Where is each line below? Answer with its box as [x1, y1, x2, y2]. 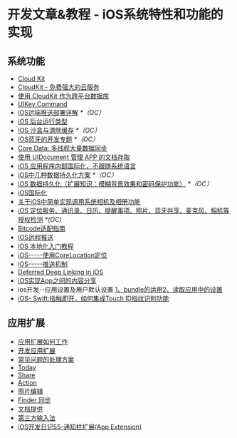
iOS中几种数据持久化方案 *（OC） [17, 170, 117, 179]
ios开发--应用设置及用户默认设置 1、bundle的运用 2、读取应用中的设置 [17, 285, 223, 293]
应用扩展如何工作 [17, 337, 68, 346]
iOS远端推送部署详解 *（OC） [17, 108, 105, 116]
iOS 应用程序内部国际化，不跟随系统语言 [17, 162, 137, 170]
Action [17, 378, 38, 387]
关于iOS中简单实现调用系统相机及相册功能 [17, 198, 141, 205]
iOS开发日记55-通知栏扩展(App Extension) [17, 422, 142, 431]
